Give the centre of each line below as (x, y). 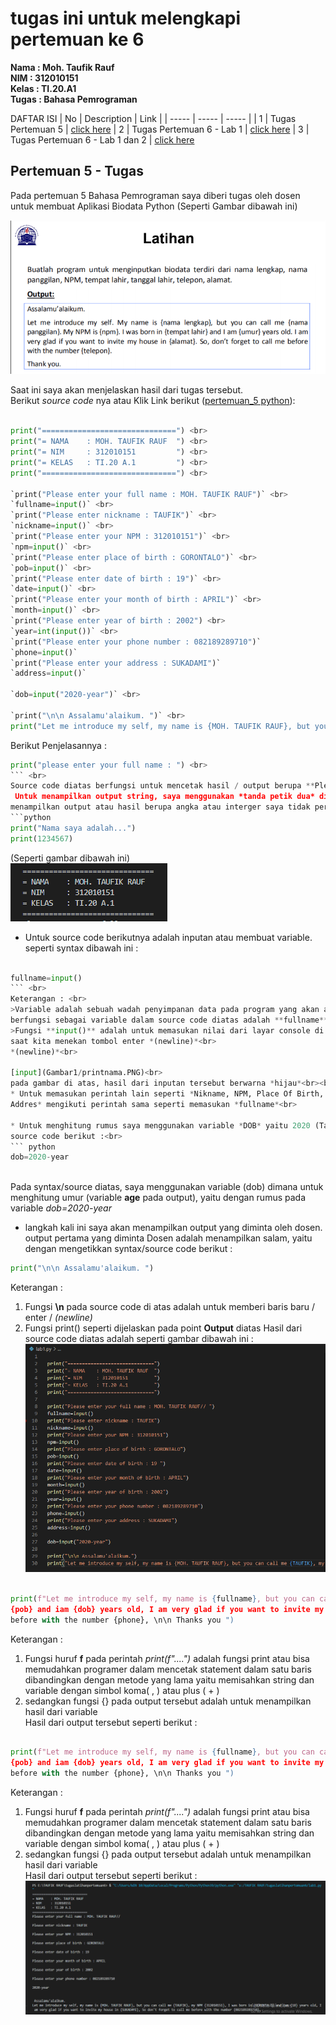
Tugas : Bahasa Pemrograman (74, 99)
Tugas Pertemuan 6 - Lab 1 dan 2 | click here (102, 139)
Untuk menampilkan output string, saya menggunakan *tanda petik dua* (164, 797)
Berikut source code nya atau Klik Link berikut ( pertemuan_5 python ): (153, 401)
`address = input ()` (48, 673)
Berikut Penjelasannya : (58, 745)
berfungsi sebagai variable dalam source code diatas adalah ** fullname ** (169, 1020)
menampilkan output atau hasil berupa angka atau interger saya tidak (160, 807)
